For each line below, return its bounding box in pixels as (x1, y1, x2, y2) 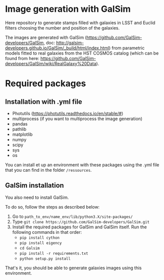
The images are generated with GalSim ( (5, 34, 87, 40)
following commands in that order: (12, 229, 82, 235)
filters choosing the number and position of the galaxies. (5, 25, 120, 31)
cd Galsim (19, 246, 40, 250)
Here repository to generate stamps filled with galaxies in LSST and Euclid (5, 20, 156, 26)
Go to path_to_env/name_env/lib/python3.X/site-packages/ (12, 213, 133, 219)
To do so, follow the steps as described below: (5, 204, 100, 210)
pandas (12, 121, 28, 126)
